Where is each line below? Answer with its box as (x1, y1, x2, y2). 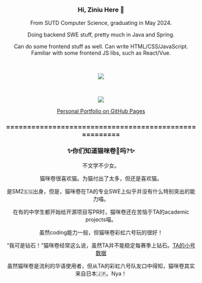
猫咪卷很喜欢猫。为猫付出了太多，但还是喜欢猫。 (40, 175, 162, 182)
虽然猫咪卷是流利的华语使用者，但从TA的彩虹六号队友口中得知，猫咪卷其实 (7, 262, 195, 270)
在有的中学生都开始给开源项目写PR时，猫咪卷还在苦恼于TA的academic (13, 208, 189, 215)
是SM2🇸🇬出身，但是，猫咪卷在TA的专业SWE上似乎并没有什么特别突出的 (7, 187, 190, 195)
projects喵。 (85, 215, 117, 223)
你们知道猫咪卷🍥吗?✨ (72, 147, 135, 155)
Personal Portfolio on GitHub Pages (57, 108, 145, 115)
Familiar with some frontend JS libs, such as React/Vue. (31, 49, 171, 57)
